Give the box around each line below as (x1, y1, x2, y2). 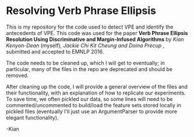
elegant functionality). (6, 114, 59, 121)
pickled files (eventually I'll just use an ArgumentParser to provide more (6, 108, 178, 115)
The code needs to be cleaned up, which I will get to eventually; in (6, 59, 165, 66)
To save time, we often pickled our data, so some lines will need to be (6, 95, 173, 103)
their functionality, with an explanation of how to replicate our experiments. (6, 89, 186, 96)
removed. (6, 72, 29, 79)
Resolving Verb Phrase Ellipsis (6, 4, 156, 17)
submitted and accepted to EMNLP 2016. (6, 48, 104, 55)
